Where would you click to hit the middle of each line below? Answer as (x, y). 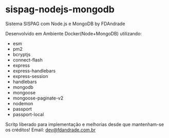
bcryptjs (22, 54)
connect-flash (27, 60)
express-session (30, 76)
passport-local (28, 114)
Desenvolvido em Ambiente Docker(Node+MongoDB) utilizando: (74, 33)
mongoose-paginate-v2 (38, 98)
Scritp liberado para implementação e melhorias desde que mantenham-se (85, 124)
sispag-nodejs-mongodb (60, 9)
